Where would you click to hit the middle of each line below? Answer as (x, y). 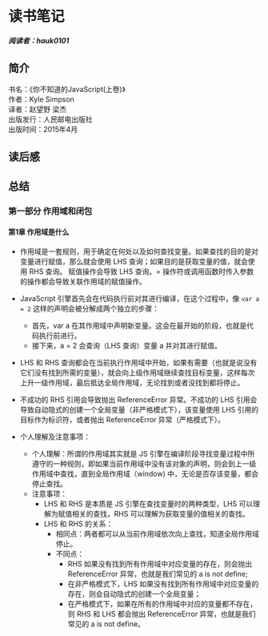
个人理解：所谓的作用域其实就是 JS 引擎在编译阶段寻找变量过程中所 (143, 453)
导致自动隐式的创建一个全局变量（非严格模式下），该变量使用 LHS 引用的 (139, 409)
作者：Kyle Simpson (41, 99)
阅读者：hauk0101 (39, 40)
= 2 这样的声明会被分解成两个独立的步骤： (90, 308)
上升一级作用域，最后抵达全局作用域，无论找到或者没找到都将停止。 (132, 382)
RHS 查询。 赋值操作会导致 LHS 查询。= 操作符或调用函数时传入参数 (142, 271)
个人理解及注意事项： (55, 437)
